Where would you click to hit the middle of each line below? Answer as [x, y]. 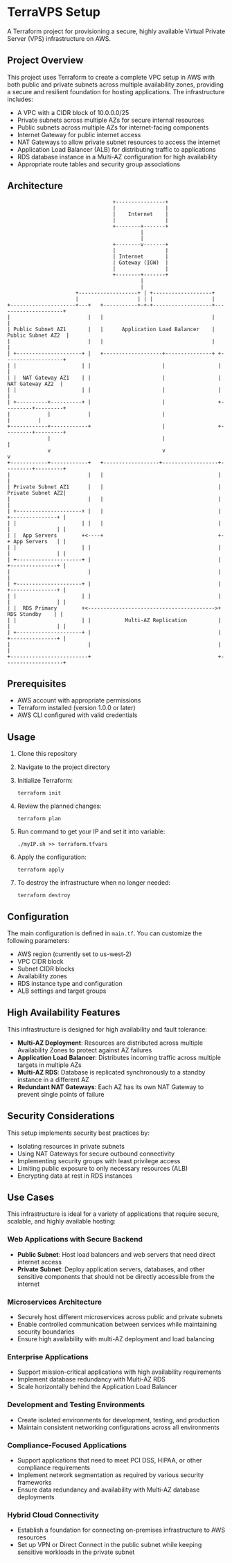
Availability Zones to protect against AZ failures [84, 1050]
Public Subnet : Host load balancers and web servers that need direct [116, 1254]
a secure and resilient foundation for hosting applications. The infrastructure [116, 91]
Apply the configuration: [52, 857]
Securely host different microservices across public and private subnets [120, 1317]
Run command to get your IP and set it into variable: [91, 831]
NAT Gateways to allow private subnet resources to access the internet [118, 142]
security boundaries [46, 1332]
